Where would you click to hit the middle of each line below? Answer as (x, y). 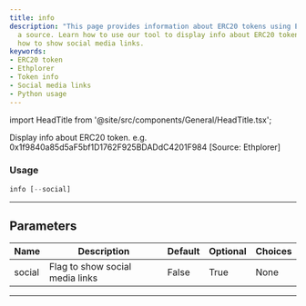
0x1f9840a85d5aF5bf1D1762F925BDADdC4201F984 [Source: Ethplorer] (145, 147)
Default (184, 252)
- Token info (34, 77)
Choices (274, 252)
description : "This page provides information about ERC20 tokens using (150, 26)
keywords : (28, 52)
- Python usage (38, 94)
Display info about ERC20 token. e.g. (78, 137)
